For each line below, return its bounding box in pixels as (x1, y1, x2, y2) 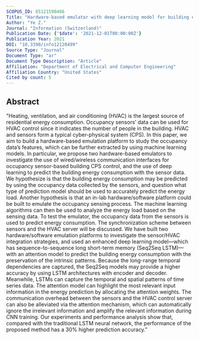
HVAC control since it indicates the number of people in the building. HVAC (6, 125, 189, 132)
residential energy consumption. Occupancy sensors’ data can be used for (6, 118, 188, 125)
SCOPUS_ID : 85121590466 (6, 8, 65, 15)
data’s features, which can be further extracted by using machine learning (6, 143, 187, 151)
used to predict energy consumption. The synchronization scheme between (6, 219, 191, 226)
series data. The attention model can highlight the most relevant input (6, 282, 176, 289)
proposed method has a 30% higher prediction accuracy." (6, 326, 148, 333)
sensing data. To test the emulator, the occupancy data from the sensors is (6, 212, 189, 219)
